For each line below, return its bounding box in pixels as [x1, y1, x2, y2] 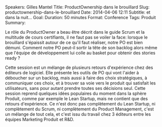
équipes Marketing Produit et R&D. [5, 117, 75, 122]
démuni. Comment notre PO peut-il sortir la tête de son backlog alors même [5, 45, 158, 50]
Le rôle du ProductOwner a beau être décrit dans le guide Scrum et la [5, 29, 145, 35]
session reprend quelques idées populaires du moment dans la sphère [5, 90, 146, 96]
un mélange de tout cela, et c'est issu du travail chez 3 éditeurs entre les [5, 111, 151, 117]
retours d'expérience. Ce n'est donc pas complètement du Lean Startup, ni [5, 101, 156, 106]
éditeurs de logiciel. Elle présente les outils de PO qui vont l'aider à [5, 70, 139, 75]
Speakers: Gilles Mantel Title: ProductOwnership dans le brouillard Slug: [5, 4, 150, 10]
